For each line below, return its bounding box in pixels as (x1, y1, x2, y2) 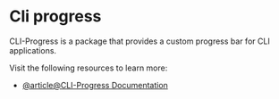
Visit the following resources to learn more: (9, 62, 168, 73)
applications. (9, 45, 56, 55)
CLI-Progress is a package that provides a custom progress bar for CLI (9, 36, 270, 46)
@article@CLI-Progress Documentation (21, 79, 168, 90)
